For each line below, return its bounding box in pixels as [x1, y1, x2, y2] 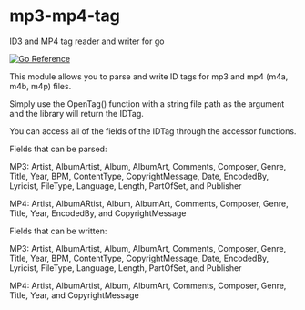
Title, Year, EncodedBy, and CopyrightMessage [9, 207, 187, 219]
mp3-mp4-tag [9, 5, 120, 26]
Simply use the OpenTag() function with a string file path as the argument [9, 98, 285, 109]
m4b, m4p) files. [9, 80, 72, 91]
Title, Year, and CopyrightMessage [9, 289, 139, 301]
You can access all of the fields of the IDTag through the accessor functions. [9, 125, 297, 137]
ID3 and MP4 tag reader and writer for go [9, 36, 165, 46]
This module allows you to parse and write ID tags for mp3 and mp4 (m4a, [9, 70, 289, 82]
